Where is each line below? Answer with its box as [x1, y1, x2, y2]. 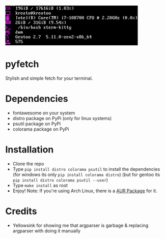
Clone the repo [12, 161, 44, 167]
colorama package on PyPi [12, 126, 69, 132]
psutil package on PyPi [12, 121, 61, 127]
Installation [5, 144, 54, 156]
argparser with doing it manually [12, 227, 80, 234]
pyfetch [5, 58, 39, 70]
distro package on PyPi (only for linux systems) [12, 115, 112, 121]
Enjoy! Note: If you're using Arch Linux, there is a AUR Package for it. [12, 188, 157, 194]
